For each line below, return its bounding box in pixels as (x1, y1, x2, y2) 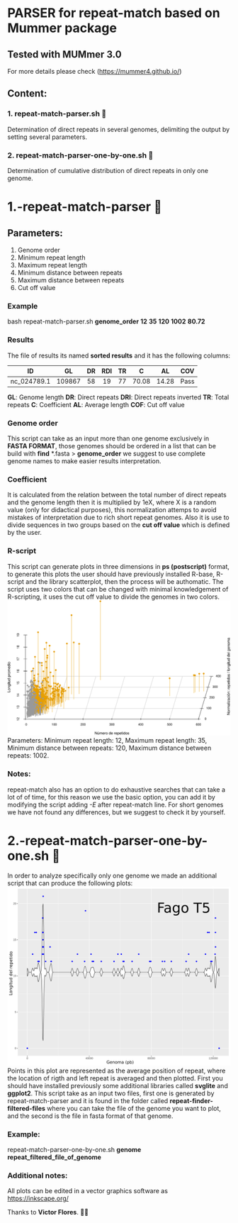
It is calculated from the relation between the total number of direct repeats (7, 491, 227, 499)
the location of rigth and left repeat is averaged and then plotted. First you (7, 1073, 223, 1083)
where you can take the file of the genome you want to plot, (47, 1104, 222, 1112)
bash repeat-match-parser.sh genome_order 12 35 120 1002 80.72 (7, 317, 205, 326)
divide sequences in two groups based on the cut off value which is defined (7, 521, 230, 529)
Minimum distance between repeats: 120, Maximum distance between (7, 743, 212, 753)
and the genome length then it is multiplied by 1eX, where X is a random (7, 498, 217, 507)
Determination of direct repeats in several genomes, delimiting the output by (7, 125, 230, 133)
